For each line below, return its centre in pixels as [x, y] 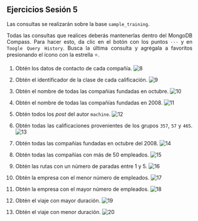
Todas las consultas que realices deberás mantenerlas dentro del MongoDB [100, 35]
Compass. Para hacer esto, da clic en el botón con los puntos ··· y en [100, 41]
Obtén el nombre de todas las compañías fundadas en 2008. [89, 102]
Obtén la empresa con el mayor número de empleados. [82, 189]
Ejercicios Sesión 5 [42, 10]
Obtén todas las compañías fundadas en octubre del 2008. [87, 143]
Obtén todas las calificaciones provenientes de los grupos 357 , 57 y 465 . [104, 125]
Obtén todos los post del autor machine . [63, 114]
